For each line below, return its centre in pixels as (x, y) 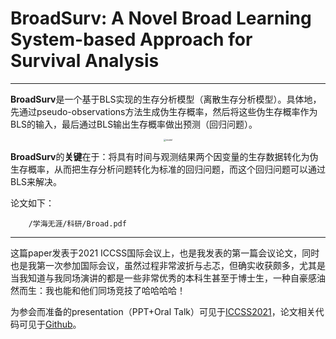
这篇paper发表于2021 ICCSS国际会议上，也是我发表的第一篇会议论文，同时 (165, 253)
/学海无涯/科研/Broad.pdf (77, 223)
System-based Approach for (131, 39)
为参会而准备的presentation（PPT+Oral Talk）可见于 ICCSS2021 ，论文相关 (163, 311)
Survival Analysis (85, 61)
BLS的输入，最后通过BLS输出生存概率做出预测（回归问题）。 (134, 124)
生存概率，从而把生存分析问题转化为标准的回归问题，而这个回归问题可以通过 (168, 169)
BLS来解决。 (36, 181)
